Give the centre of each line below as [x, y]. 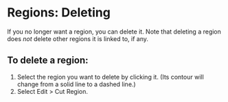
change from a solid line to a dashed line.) [76, 84]
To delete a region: [48, 61]
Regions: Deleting [59, 13]
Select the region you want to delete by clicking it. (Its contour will [110, 77]
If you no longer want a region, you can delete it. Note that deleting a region [114, 31]
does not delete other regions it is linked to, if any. [78, 38]
